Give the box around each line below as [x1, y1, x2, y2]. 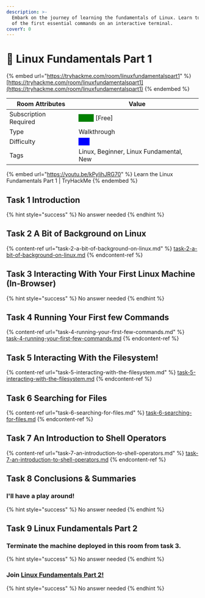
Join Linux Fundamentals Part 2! [6, 571, 104, 579]
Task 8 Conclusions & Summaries [6, 474, 137, 484]
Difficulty [9, 138, 35, 146]
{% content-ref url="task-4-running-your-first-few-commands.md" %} [6, 329, 185, 336]
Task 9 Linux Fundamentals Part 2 [6, 523, 138, 533]
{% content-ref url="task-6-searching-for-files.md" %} [6, 409, 145, 416]
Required [9, 118, 35, 126]
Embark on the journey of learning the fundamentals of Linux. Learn [12, 15, 192, 21]
